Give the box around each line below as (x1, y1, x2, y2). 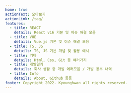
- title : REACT (9, 26, 41, 31)
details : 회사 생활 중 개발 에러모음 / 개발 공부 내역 (14, 67, 112, 72)
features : (5, 21, 26, 26)
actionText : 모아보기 (5, 12, 46, 17)
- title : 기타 (9, 53, 37, 58)
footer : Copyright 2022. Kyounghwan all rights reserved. (5, 80, 128, 85)
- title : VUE (9, 35, 37, 40)
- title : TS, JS (9, 44, 43, 49)
